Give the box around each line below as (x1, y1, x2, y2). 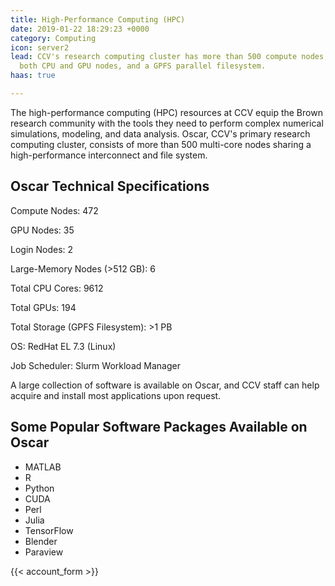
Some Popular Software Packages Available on (10, 419, 308, 436)
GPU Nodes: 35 (10, 224, 75, 236)
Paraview (24, 546, 64, 558)
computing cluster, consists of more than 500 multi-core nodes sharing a (10, 138, 312, 150)
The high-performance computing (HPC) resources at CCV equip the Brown (10, 106, 323, 118)
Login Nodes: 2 (10, 243, 74, 255)
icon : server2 (10, 42, 70, 53)
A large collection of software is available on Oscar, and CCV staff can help (10, 379, 320, 391)
